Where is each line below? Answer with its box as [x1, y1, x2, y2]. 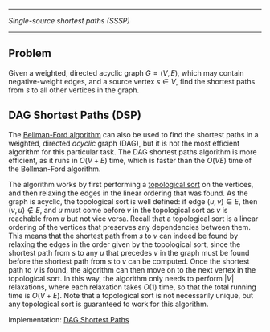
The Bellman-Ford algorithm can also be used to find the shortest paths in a [8, 129, 259, 139]
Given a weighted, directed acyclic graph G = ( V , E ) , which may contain [8, 68, 244, 77]
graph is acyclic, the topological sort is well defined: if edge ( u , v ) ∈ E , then [8, 196, 258, 206]
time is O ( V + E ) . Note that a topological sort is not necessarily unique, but [8, 290, 254, 300]
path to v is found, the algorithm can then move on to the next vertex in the [8, 264, 256, 274]
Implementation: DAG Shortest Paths [8, 314, 129, 324]
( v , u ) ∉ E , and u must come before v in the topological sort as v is [8, 205, 228, 215]
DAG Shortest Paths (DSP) [8, 109, 142, 122]
